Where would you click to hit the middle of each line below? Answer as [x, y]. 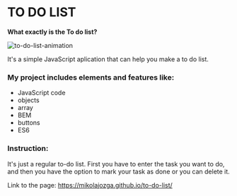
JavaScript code [41, 93]
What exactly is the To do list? [52, 32]
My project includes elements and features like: [91, 77]
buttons [29, 123]
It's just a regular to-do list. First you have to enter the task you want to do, [116, 164]
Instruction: [28, 149]
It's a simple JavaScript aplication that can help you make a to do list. [108, 59]
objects [29, 100]
